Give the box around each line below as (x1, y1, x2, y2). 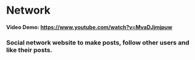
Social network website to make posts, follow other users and (6, 38, 190, 46)
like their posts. (6, 46, 53, 54)
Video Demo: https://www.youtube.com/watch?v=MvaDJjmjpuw (6, 23, 173, 30)
